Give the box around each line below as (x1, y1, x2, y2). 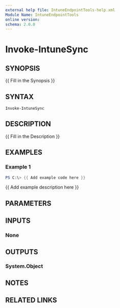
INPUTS (5, 217, 31, 225)
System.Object (5, 263, 43, 270)
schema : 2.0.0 (5, 21, 36, 27)
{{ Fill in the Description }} (5, 133, 60, 139)
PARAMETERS (5, 199, 52, 207)
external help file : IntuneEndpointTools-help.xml (5, 7, 115, 13)
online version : (5, 17, 40, 22)
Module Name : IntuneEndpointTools (5, 12, 79, 17)
